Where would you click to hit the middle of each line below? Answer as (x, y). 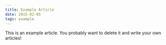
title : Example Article (30, 10)
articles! (13, 38)
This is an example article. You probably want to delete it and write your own (83, 33)
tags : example (20, 19)
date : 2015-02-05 (23, 14)
